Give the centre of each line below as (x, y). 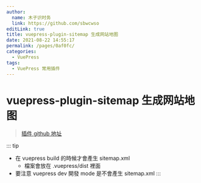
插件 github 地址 (41, 134)
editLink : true (26, 29)
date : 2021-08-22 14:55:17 (41, 40)
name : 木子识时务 (31, 18)
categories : (21, 52)
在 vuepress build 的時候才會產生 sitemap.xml (72, 158)
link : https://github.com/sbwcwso (55, 23)
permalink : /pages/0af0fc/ (41, 46)
